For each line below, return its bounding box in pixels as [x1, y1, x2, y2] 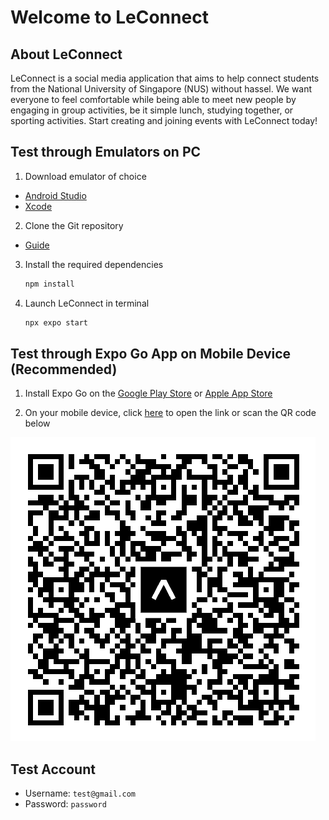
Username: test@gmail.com [24, 787, 137, 800]
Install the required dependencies [24, 258, 164, 270]
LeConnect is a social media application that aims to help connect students [10, 72, 320, 84]
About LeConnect [10, 46, 123, 63]
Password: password [24, 798, 107, 810]
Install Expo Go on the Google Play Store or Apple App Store [24, 387, 273, 400]
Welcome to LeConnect [10, 6, 209, 29]
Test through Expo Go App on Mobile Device [10, 345, 292, 362]
